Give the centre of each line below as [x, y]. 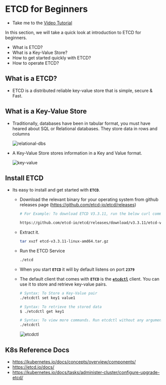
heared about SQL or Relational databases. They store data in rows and [85, 128]
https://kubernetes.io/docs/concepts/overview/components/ [74, 362]
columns [21, 134]
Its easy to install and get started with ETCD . [56, 190]
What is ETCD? [27, 47]
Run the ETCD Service [42, 251]
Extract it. [29, 232]
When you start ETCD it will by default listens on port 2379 [77, 269]
